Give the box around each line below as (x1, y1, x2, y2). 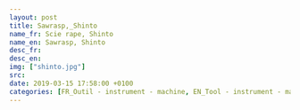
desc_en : (9, 54, 42, 63)
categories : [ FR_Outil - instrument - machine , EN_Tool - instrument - (9, 87, 281, 96)
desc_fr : (9, 46, 42, 55)
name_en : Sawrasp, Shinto (9, 37, 105, 47)
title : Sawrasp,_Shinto (9, 21, 98, 30)
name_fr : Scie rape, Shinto (9, 29, 114, 38)
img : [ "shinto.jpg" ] (9, 63, 87, 72)
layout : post (9, 12, 58, 22)
